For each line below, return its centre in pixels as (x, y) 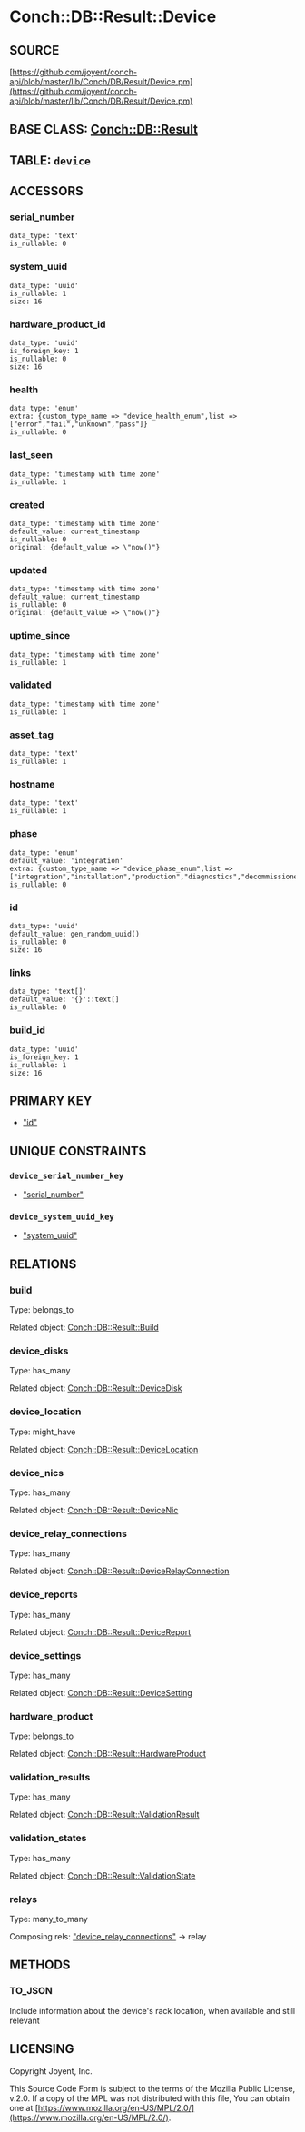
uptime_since (40, 636)
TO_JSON (31, 1991)
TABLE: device (50, 160)
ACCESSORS (46, 191)
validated (30, 685)
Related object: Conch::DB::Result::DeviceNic (94, 1510)
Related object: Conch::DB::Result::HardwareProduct (108, 1754)
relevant (25, 2020)
